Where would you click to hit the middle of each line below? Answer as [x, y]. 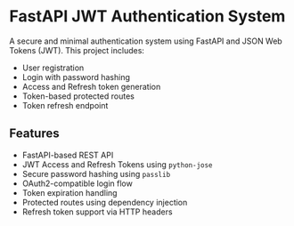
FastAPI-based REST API [68, 155]
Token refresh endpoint [65, 105]
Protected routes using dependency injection [105, 202]
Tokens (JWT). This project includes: [77, 50]
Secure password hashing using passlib [96, 174]
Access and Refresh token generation [91, 86]
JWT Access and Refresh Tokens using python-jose [117, 164]
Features [34, 134]
